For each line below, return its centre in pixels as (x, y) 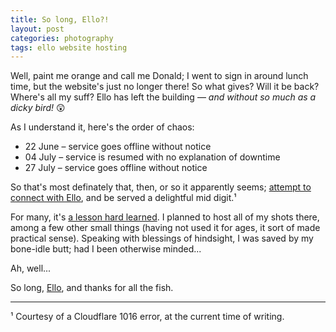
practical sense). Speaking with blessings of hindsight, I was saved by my (162, 238)
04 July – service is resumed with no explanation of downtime (152, 157)
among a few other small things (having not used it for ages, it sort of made (165, 228)
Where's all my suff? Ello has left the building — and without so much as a (163, 97)
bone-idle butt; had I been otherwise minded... (106, 249)
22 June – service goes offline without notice (118, 147)
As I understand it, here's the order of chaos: (102, 127)
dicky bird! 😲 (38, 108)
